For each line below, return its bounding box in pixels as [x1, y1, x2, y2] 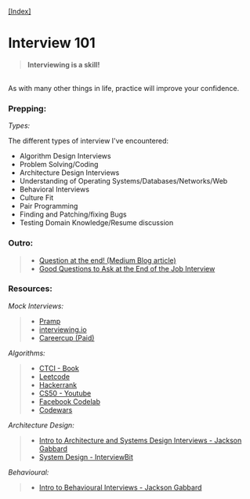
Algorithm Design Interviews [19, 151, 111, 161]
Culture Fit [19, 193, 54, 202]
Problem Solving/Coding [19, 160, 99, 169]
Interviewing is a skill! [27, 60, 100, 69]
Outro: [8, 238, 34, 249]
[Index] [8, 7, 31, 16]
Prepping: [8, 103, 47, 114]
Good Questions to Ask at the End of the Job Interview [38, 264, 216, 273]
